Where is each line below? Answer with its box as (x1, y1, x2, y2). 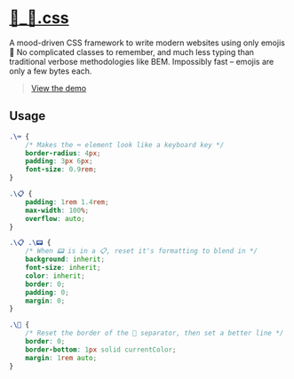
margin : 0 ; (25, 296, 66, 305)
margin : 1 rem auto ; (25, 353, 98, 362)
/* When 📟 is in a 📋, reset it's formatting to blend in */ (25, 247, 258, 256)
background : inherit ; (25, 255, 105, 265)
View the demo (30, 83, 87, 93)
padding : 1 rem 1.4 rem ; (25, 197, 109, 207)
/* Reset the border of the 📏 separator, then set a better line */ (25, 328, 284, 338)
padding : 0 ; (25, 288, 69, 296)
